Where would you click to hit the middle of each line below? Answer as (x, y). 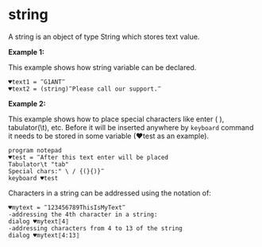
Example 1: (27, 52)
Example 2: (27, 103)
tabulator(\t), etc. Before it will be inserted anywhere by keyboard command (131, 127)
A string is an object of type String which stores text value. (104, 37)
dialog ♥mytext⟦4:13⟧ (44, 235)
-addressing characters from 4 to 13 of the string (95, 228)
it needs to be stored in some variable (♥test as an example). (108, 136)
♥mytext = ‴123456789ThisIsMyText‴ (67, 207)
